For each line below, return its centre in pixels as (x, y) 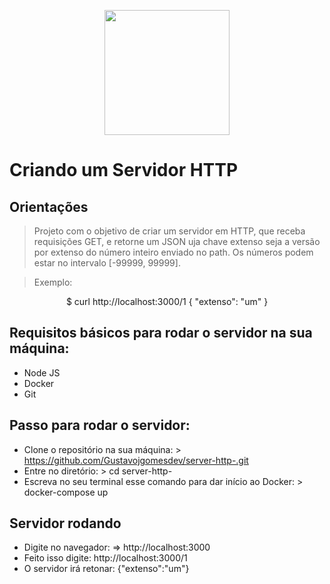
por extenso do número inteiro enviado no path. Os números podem (173, 252)
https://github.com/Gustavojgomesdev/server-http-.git (136, 460)
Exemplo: (53, 282)
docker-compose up (66, 492)
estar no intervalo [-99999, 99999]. (107, 263)
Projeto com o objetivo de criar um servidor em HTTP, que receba (169, 231)
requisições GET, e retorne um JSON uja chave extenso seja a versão (177, 241)
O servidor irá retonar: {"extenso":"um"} (106, 569)
